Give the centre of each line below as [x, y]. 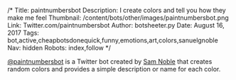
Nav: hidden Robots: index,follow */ [59, 48]
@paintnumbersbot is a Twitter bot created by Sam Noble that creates [110, 62]
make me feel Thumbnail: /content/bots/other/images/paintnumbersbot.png [118, 18]
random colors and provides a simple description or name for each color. [114, 69]
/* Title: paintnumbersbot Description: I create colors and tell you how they [117, 10]
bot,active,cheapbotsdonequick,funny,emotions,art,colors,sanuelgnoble [113, 40]
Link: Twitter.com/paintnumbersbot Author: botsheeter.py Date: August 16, [116, 25]
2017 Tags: [23, 33]
